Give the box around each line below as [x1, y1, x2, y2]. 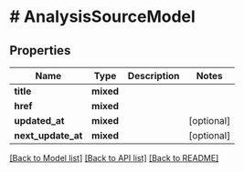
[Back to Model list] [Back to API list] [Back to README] [9, 153, 219, 163]
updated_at [14, 115, 65, 126]
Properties [9, 43, 71, 58]
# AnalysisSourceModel [9, 6, 196, 27]
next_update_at [14, 129, 83, 142]
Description [127, 70, 180, 82]
